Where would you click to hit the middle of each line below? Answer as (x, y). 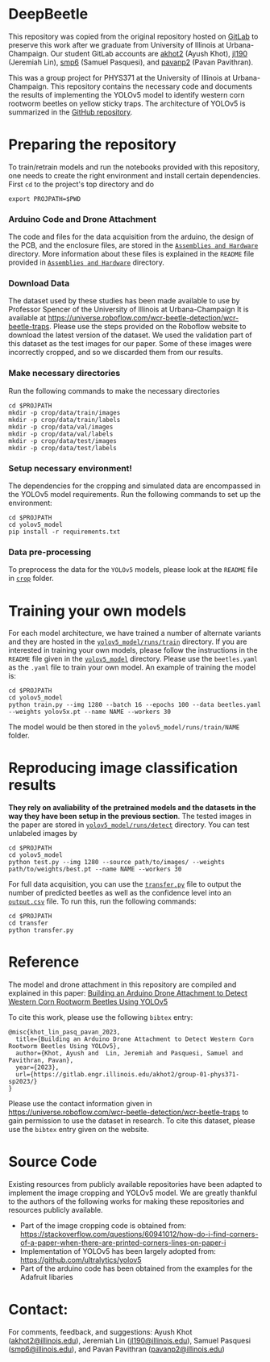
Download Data (39, 283)
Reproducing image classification (123, 768)
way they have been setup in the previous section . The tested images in (130, 817)
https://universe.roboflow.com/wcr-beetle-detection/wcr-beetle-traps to (129, 1112)
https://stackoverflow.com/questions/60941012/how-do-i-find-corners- (139, 1235)
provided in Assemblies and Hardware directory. (87, 262)
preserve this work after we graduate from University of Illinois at (116, 44)
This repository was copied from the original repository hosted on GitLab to (133, 36)
